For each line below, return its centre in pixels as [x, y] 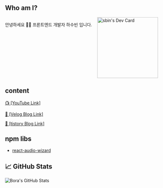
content [17, 91]
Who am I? [21, 8]
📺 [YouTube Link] [23, 103]
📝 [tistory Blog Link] [25, 123]
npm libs [18, 139]
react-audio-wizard [31, 150]
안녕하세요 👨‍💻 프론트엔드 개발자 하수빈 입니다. [49, 24]
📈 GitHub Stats [29, 166]
